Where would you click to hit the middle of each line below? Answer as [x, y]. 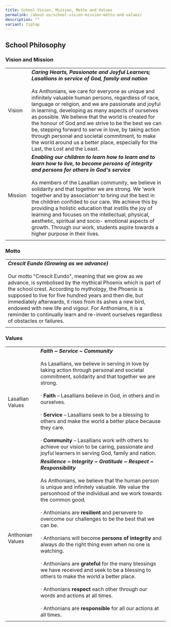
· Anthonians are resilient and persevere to [92, 513]
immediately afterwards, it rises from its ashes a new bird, [77, 302]
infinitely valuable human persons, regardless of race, [95, 98]
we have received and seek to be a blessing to [96, 570]
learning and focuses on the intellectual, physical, [90, 214]
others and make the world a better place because [101, 421]
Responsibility [58, 468]
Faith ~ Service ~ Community [77, 351]
